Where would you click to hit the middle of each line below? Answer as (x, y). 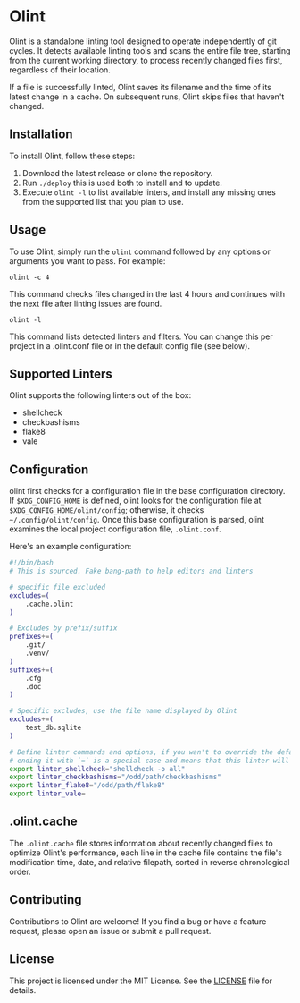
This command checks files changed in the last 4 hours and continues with (147, 293)
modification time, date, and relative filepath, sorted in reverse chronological (150, 862)
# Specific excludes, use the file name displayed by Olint (124, 711)
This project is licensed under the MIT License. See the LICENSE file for (141, 981)
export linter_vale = (48, 794)
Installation (41, 135)
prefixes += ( (31, 637)
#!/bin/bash (31, 563)
